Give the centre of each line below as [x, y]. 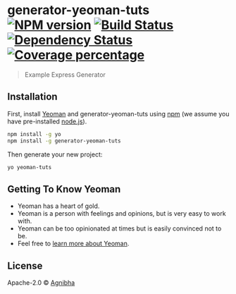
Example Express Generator [65, 74]
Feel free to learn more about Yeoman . [73, 244]
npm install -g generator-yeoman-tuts [64, 141]
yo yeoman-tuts [30, 167]
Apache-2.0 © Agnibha [41, 283]
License [25, 265]
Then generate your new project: [55, 154]
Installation [32, 97]
